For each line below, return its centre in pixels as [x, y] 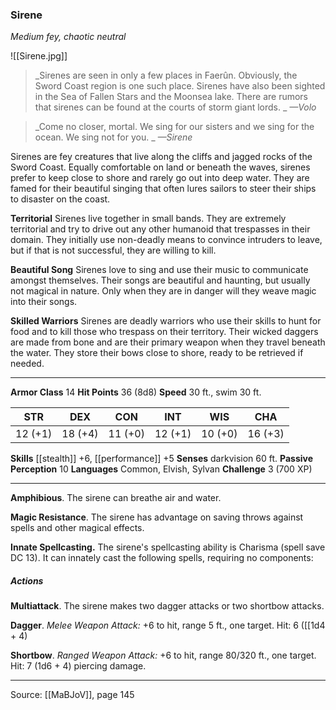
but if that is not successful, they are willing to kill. [113, 250]
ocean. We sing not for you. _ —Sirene [113, 137]
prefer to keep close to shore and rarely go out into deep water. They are [160, 178]
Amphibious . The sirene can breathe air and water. [116, 498]
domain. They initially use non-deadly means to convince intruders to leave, [166, 240]
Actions [27, 580]
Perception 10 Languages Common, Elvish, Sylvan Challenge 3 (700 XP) [161, 469]
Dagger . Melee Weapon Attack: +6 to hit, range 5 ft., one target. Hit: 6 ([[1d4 [168, 625]
